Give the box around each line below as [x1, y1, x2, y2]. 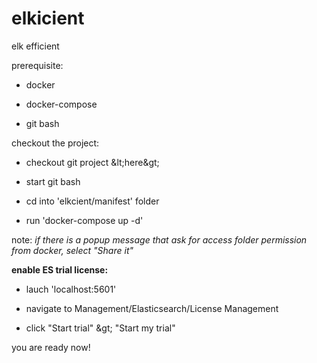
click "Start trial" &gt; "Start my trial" [25, 322, 176, 334]
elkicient [11, 7, 85, 30]
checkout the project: [11, 137, 100, 149]
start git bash [25, 175, 81, 187]
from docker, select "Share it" [11, 244, 134, 256]
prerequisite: [11, 59, 64, 71]
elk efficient [11, 40, 60, 52]
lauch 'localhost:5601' [25, 283, 117, 295]
